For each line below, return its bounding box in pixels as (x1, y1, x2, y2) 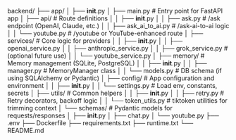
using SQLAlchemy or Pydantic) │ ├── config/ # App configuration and (7, 74, 215, 82)
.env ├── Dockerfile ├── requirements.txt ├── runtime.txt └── (7, 119, 194, 127)
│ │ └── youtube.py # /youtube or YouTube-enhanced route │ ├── (7, 29, 204, 37)
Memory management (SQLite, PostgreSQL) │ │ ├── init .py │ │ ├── (7, 59, 207, 67)
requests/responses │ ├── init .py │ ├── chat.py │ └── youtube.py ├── (7, 111, 220, 120)
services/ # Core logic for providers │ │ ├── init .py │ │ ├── (7, 37, 183, 45)
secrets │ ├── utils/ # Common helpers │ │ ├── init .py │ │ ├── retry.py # (7, 89, 224, 97)
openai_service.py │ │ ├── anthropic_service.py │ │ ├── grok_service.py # (7, 44, 228, 52)
